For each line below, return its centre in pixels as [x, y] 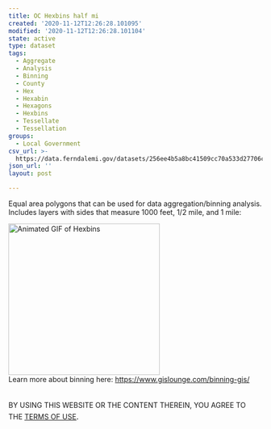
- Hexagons [34, 106]
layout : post [30, 174]
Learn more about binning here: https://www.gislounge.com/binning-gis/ [129, 379]
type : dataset [32, 46]
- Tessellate [38, 121]
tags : [17, 53]
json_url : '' [30, 166]
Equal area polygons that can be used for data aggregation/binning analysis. [135, 204]
